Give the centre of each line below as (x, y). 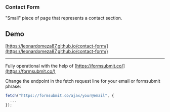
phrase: (13, 86)
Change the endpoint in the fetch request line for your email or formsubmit (83, 81)
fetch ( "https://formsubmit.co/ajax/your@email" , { (60, 96)
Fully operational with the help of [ (41, 66)
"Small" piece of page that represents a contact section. (64, 18)
